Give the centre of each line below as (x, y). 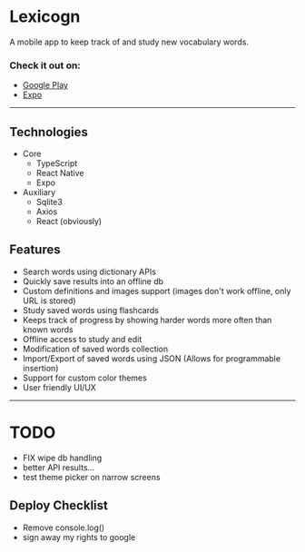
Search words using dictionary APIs (89, 271)
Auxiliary (39, 192)
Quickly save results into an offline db (93, 281)
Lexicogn (45, 17)
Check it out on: (45, 65)
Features (35, 250)
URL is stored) (49, 301)
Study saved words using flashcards (90, 310)
